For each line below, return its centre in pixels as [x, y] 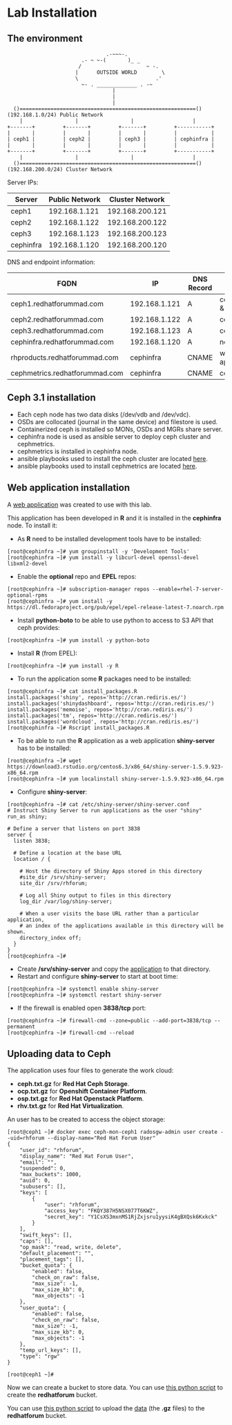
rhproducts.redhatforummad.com [65, 357]
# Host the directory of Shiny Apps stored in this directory [111, 871]
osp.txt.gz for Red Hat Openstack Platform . [80, 1099]
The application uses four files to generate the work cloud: [90, 1070]
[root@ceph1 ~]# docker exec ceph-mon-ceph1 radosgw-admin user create [112, 1132]
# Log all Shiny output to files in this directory [95, 895]
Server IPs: [23, 182]
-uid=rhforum [26, 1138]
